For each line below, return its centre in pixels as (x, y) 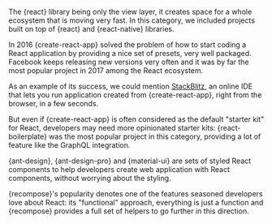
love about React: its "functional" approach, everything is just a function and (136, 202)
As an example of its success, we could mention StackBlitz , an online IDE (131, 86)
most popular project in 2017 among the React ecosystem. (106, 71)
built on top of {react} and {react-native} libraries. (91, 29)
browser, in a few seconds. (54, 103)
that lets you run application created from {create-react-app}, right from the (135, 95)
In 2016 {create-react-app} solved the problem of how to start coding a (127, 45)
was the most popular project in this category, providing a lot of (155, 136)
